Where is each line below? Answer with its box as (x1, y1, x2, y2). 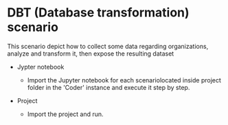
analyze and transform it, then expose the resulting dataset (7, 49, 174, 58)
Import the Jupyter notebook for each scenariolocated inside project (27, 76, 222, 84)
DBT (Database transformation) (7, 5, 190, 21)
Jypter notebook (16, 62, 65, 71)
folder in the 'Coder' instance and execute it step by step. (27, 83, 190, 91)
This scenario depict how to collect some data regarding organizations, (7, 42, 209, 50)
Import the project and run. (27, 110, 104, 118)
